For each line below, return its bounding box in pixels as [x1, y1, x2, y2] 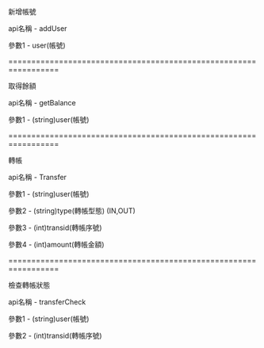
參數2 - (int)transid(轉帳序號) [8, 331, 102, 340]
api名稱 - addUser [8, 24, 67, 33]
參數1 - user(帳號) [8, 40, 66, 50]
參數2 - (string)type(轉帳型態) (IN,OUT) [8, 206, 136, 216]
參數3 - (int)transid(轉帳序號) [8, 223, 102, 232]
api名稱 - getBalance [8, 98, 77, 107]
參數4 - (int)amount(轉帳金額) [8, 240, 105, 249]
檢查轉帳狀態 [8, 281, 50, 289]
